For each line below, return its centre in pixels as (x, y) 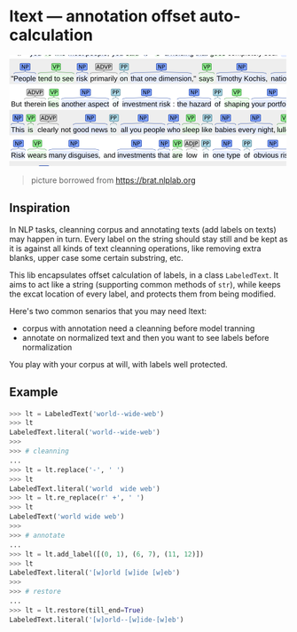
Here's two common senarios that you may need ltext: (108, 311)
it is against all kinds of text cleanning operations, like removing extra (135, 248)
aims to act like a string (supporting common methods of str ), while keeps (145, 284)
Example (34, 392)
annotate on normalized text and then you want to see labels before (145, 337)
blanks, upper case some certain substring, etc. (96, 257)
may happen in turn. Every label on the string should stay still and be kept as (148, 239)
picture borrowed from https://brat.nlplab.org (113, 180)
